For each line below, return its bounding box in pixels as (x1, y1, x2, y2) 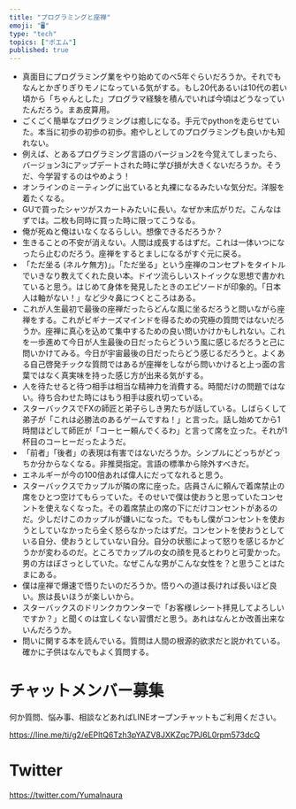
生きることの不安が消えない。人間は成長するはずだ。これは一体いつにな (21, 237, 285, 248)
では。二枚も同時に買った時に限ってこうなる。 (29, 215, 201, 226)
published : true (9, 46, 69, 55)
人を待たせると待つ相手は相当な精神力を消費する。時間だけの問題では (21, 381, 278, 392)
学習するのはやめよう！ (45, 171, 131, 181)
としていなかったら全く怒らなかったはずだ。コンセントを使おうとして (29, 525, 285, 535)
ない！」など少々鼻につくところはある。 (52, 293, 201, 304)
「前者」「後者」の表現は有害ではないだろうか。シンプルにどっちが (21, 448, 266, 458)
